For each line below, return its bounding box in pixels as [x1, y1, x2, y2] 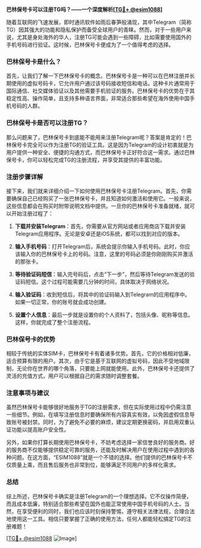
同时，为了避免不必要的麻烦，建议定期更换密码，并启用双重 [42, 418, 190, 426]
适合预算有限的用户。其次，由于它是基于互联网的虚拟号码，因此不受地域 [6, 357, 184, 365]
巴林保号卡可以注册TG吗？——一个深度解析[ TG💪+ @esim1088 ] [6, 6, 163, 13]
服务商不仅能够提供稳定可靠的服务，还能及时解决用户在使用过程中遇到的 [11, 447, 190, 454]
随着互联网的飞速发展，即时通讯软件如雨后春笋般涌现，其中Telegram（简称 [6, 19, 192, 26]
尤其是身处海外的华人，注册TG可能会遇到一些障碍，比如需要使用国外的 [16, 34, 192, 41]
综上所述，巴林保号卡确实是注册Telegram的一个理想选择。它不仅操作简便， [6, 492, 192, 500]
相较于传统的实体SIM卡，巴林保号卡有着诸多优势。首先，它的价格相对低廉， [6, 350, 194, 357]
